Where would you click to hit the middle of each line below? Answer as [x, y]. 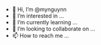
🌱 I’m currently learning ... [45, 22]
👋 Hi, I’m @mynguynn [39, 9]
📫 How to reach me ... [40, 36]
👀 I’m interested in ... [38, 16]
